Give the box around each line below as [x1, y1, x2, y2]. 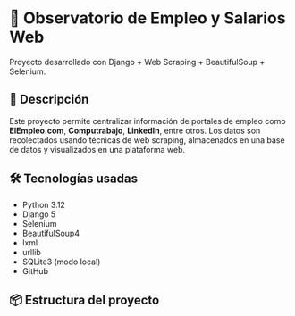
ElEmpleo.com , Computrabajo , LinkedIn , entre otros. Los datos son [9, 125, 261, 136]
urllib [21, 246, 42, 257]
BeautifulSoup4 [21, 228, 80, 238]
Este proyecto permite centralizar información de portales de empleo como [9, 115, 286, 126]
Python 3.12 [21, 199, 65, 210]
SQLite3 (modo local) [21, 256, 101, 267]
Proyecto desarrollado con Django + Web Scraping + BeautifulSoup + [9, 56, 265, 67]
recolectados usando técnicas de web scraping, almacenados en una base [9, 134, 285, 146]
